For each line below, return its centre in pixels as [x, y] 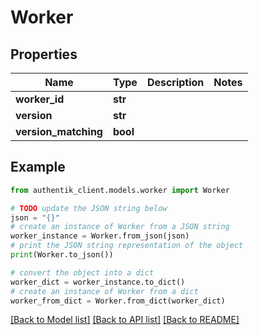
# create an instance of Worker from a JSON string [120, 227]
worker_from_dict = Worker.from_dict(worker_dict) [118, 301]
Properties [44, 54]
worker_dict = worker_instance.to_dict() [98, 282]
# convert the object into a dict [82, 272]
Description [175, 82]
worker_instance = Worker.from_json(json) [100, 236]
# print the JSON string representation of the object [127, 246]
